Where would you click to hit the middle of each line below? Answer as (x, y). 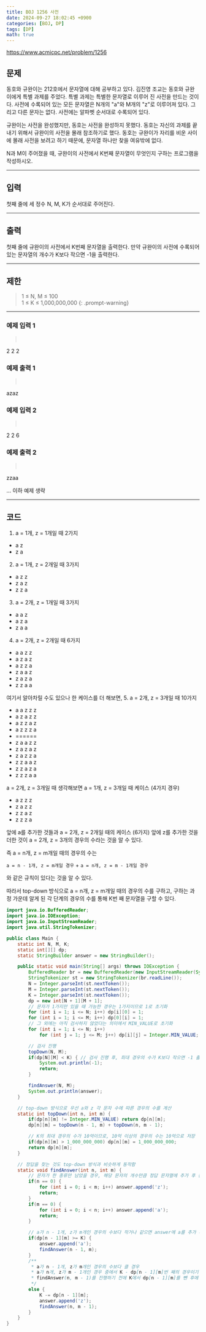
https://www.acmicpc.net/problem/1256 (57, 52)
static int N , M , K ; (44, 944)
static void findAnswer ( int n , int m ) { (70, 1170)
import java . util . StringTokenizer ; (52, 927)
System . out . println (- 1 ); (71, 1063)
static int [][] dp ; (42, 950)
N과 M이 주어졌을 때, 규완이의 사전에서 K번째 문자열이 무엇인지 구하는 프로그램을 (103, 153)
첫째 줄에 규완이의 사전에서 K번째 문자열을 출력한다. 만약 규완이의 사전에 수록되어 (103, 246)
